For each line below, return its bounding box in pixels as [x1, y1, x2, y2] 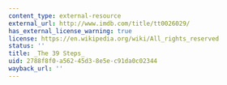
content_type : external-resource [8, 11, 122, 20]
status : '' [8, 42, 45, 50]
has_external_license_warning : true [8, 27, 132, 35]
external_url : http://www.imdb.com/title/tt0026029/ [8, 19, 191, 28]
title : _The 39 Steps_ [8, 49, 85, 57]
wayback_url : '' [8, 65, 63, 73]
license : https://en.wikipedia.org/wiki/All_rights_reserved [8, 34, 220, 43]
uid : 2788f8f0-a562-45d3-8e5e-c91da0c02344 [8, 57, 158, 66]
